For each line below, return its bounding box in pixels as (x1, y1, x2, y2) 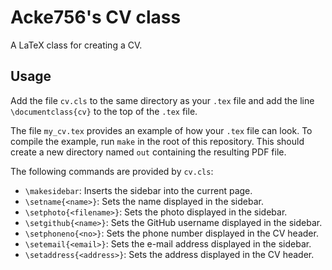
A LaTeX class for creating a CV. (10, 39, 143, 51)
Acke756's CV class (10, 6, 182, 29)
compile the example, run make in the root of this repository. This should (10, 135, 305, 147)
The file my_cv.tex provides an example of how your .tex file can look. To (10, 124, 313, 136)
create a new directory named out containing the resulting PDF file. (10, 146, 287, 158)
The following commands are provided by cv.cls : (10, 165, 214, 177)
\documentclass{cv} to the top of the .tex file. (10, 105, 198, 117)
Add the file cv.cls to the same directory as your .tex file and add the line (10, 94, 315, 106)
